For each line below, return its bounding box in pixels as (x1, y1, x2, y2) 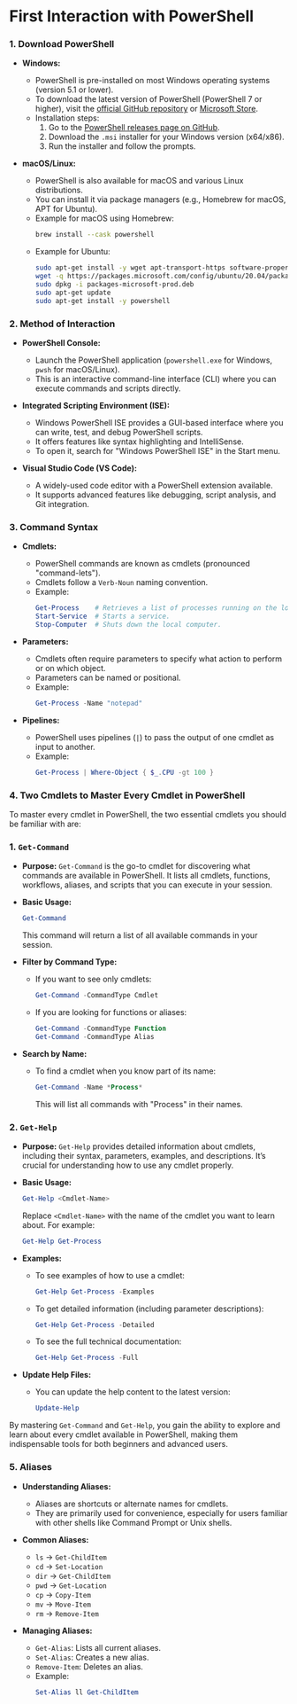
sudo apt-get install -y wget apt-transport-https (34, 263, 226, 272)
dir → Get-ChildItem (34, 1570, 111, 1581)
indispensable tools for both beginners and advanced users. (9, 1439, 228, 1450)
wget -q (34, 272, 64, 281)
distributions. (34, 184, 84, 196)
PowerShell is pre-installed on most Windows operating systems (34, 75, 270, 86)
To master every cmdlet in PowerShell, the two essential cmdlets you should (9, 809, 287, 819)
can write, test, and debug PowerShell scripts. (34, 427, 203, 438)
